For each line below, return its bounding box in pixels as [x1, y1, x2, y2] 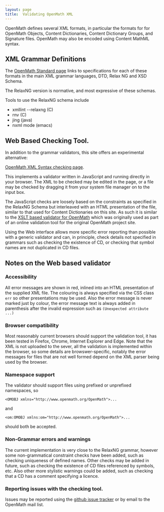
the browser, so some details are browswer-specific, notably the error [5, 349, 146, 355]
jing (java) [12, 117, 33, 123]
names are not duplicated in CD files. [5, 245, 80, 251]
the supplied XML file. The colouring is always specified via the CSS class [5, 290, 154, 296]
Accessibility [5, 274, 37, 280]
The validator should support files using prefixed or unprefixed [5, 382, 132, 388]
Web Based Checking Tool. [5, 137, 89, 145]
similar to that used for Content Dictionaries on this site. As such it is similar [5, 209, 158, 215]
